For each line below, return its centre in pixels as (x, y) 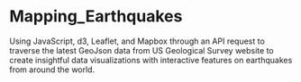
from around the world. (52, 70)
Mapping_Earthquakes (96, 16)
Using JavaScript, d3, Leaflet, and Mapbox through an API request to (137, 41)
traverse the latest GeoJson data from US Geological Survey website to (141, 50)
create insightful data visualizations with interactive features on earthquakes (151, 60)
